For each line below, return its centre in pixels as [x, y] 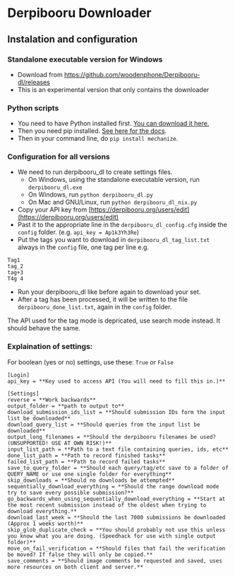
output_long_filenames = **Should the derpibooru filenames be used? [112, 437]
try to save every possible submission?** [71, 493]
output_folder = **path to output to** [66, 406]
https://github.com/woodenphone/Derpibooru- [132, 74]
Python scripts [33, 108]
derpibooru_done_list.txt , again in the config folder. [95, 307]
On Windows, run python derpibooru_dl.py [90, 195]
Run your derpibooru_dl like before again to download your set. [109, 292]
